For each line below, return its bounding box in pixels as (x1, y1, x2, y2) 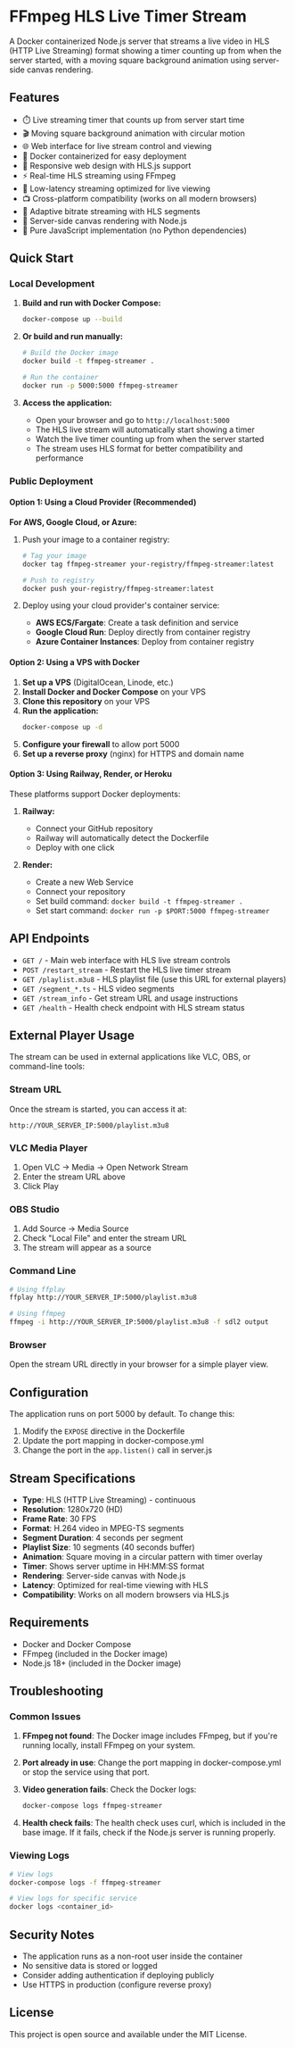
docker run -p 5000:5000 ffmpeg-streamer (21, 381, 179, 390)
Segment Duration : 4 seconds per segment (21, 1532, 184, 1543)
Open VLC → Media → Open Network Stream (21, 1161, 189, 1172)
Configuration (9, 1385, 89, 1400)
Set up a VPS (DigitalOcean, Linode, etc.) (21, 677, 174, 687)
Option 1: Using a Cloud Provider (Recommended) (9, 497, 197, 508)
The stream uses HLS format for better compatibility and (35, 443, 243, 454)
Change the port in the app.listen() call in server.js (21, 1444, 212, 1456)
